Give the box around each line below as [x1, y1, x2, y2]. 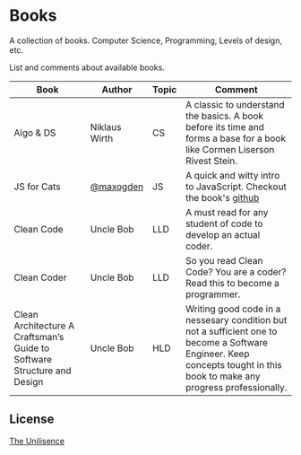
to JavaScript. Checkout [185, 180, 287, 193]
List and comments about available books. [9, 62, 166, 73]
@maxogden [90, 180, 144, 193]
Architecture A [13, 319, 74, 332]
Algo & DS [13, 127, 56, 139]
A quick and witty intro [185, 169, 280, 181]
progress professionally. [185, 381, 288, 393]
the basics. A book [185, 109, 264, 122]
